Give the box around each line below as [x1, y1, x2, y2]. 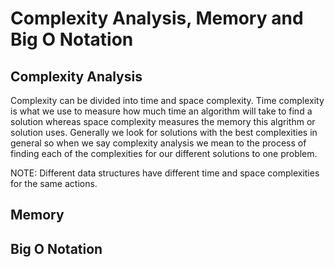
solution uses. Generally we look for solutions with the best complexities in [10, 127, 318, 138]
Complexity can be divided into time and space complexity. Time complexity [10, 95, 325, 106]
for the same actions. [10, 178, 98, 189]
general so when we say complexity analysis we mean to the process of [10, 137, 307, 149]
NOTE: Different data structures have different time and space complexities [10, 167, 320, 179]
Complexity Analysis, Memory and [10, 7, 304, 30]
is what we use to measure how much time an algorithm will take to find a [10, 105, 313, 117]
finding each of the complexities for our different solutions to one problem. [10, 148, 318, 159]
